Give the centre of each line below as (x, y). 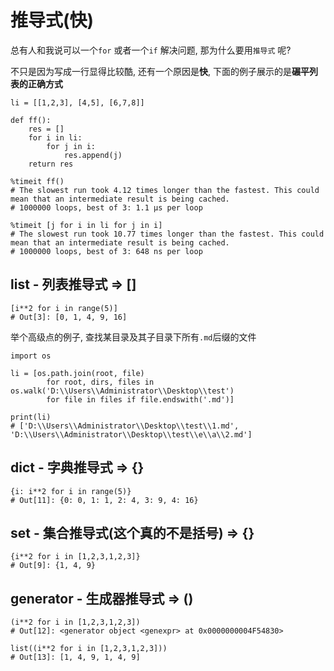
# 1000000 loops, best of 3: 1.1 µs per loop (106, 207)
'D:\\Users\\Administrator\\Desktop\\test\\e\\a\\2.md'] (131, 434)
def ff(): (31, 120)
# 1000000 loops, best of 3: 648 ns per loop (106, 251)
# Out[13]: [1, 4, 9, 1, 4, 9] (75, 657)
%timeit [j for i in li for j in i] (86, 225)
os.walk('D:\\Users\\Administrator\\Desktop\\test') (122, 391)
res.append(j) (93, 155)
